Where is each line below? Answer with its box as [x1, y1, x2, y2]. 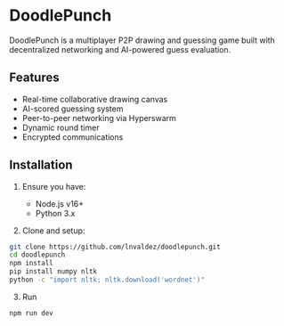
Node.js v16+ [35, 198, 85, 209]
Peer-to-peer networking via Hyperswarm [21, 112, 176, 123]
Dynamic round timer [21, 122, 100, 133]
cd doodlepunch [9, 250, 66, 259]
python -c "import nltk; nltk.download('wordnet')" [9, 275, 205, 285]
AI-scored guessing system [21, 103, 124, 114]
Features [9, 70, 60, 86]
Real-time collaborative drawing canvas [21, 94, 168, 104]
